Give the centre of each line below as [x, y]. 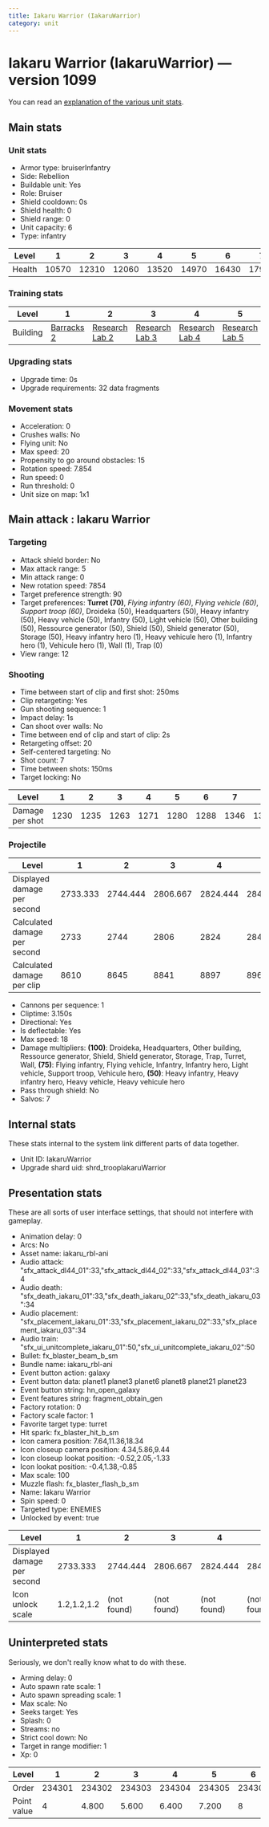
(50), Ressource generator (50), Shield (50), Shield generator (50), [129, 628]
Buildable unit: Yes [50, 185]
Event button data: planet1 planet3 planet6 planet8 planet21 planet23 [133, 1381]
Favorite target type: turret [64, 1424]
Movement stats [41, 409]
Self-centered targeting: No [65, 752]
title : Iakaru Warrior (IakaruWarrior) [75, 16]
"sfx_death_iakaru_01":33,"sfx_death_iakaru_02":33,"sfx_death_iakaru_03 [140, 1296]
